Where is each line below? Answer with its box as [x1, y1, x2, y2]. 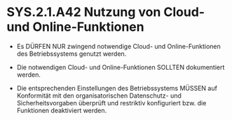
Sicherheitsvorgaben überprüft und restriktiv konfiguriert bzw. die [16, 98, 207, 107]
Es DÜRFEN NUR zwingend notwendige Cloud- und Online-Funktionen [16, 42, 221, 50]
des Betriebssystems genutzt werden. [16, 50, 127, 58]
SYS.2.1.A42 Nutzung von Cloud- [6, 4, 205, 20]
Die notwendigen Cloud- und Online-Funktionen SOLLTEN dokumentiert [16, 63, 225, 71]
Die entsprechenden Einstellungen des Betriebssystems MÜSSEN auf [16, 84, 218, 92]
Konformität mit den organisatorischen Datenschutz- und [16, 91, 182, 100]
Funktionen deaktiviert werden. [16, 106, 107, 114]
